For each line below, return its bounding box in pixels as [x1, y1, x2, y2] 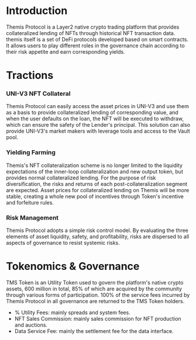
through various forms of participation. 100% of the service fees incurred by [6, 291, 190, 299]
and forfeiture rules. [6, 199, 54, 206]
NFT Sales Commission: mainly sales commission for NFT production [14, 315, 181, 322]
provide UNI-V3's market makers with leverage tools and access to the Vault [6, 127, 190, 135]
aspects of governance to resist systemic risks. [6, 240, 120, 247]
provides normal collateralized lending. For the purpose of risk [6, 174, 156, 181]
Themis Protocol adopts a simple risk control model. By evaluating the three [6, 227, 189, 234]
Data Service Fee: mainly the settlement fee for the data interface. [14, 327, 174, 334]
